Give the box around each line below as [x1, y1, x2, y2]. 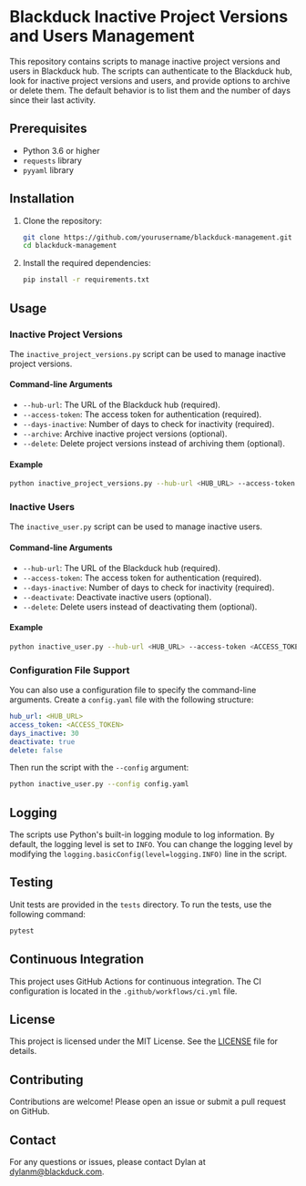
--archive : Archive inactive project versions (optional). [22, 428, 228, 439]
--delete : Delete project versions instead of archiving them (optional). [22, 438, 285, 449]
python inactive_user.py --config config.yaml [9, 780, 189, 789]
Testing [9, 874, 54, 890]
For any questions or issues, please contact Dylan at [9, 1157, 207, 1168]
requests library [22, 155, 82, 166]
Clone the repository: [22, 215, 103, 226]
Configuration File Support [9, 663, 130, 676]
